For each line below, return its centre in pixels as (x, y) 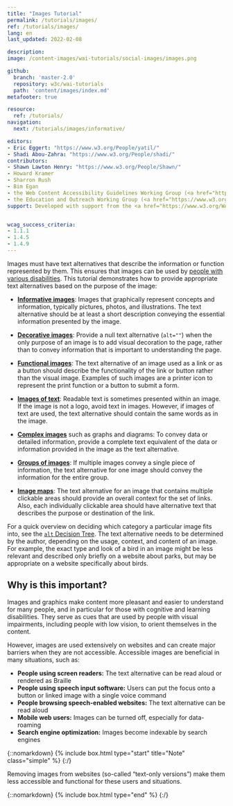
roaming (29, 725)
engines (29, 739)
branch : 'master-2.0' (45, 77)
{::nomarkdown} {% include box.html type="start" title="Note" (96, 753)
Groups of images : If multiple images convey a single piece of (106, 462)
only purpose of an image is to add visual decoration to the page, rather (120, 342)
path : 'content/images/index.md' (62, 90)
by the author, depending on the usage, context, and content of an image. (113, 541)
